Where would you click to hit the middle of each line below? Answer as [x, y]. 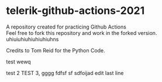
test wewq [18, 62]
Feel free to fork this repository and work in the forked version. [82, 33]
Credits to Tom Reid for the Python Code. [56, 50]
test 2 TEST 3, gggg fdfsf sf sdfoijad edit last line [65, 73]
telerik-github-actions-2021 [75, 11]
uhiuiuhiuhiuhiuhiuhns [32, 39]
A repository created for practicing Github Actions [66, 27]
